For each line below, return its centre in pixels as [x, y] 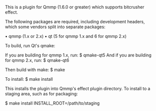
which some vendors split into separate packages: [55, 27]
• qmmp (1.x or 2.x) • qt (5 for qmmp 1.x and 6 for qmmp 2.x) [66, 36]
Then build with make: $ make [35, 70]
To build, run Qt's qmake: [30, 46]
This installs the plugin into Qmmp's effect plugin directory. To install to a [78, 89]
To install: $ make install [29, 79]
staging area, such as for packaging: [42, 94]
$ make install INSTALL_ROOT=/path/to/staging [53, 103]
